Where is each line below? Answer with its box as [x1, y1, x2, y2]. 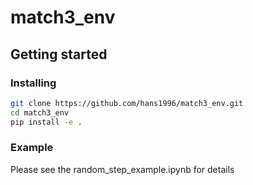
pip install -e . [10, 117, 83, 127]
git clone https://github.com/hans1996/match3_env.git [10, 98, 244, 108]
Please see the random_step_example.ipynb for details [10, 163, 235, 175]
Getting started [10, 46, 108, 63]
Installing [10, 76, 57, 90]
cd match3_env [10, 107, 70, 118]
